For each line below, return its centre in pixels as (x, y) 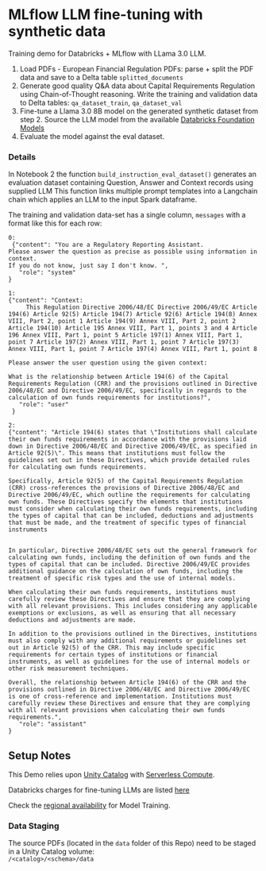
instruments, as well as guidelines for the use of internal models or (129, 662)
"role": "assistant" (53, 724)
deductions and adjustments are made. (72, 620)
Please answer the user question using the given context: (108, 363)
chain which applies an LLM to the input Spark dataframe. (102, 199)
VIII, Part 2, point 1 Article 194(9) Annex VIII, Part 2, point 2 (122, 322)
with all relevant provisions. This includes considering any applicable (133, 606)
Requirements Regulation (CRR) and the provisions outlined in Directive (133, 384)
